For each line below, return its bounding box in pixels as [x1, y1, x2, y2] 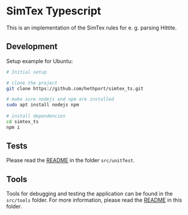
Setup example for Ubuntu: [6, 57, 73, 64]
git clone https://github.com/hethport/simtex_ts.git [6, 85, 144, 91]
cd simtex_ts [6, 118, 39, 124]
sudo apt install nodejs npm [6, 102, 79, 108]
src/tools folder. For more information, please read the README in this [6, 196, 182, 204]
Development [6, 41, 58, 52]
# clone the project [6, 80, 58, 86]
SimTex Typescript [6, 4, 102, 18]
